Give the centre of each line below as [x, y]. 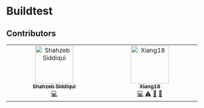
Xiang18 [150, 87]
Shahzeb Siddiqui [54, 87]
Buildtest [29, 11]
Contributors [31, 33]
